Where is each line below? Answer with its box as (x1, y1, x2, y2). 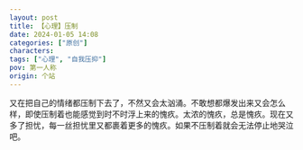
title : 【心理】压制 (9, 22, 78, 31)
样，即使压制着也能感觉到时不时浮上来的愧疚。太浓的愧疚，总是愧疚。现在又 (9, 109, 294, 119)
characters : (9, 47, 54, 56)
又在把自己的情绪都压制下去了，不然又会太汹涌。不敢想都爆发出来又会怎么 (9, 97, 286, 108)
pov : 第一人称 (9, 64, 57, 73)
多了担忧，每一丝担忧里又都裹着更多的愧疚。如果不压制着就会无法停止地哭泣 (9, 119, 294, 130)
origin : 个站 (9, 72, 56, 81)
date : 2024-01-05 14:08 (9, 30, 99, 39)
